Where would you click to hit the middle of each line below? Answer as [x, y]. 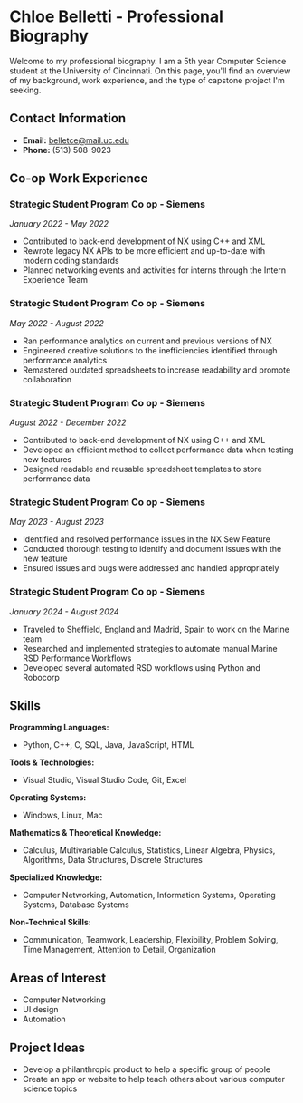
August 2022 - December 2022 [68, 422]
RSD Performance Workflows [77, 658]
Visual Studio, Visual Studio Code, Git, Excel [104, 780]
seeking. [25, 90]
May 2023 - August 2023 [57, 522]
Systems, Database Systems [76, 905]
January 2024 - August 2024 [64, 611]
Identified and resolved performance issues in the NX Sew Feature [147, 539]
